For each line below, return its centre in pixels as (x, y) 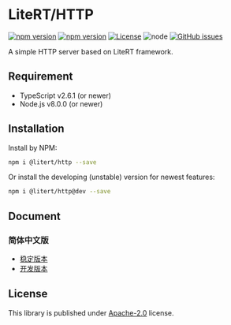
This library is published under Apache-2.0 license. (91, 312)
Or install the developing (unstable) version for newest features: (112, 177)
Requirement (41, 77)
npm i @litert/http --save (52, 162)
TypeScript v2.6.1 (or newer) (65, 95)
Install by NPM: (33, 148)
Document (34, 216)
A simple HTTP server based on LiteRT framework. (91, 51)
